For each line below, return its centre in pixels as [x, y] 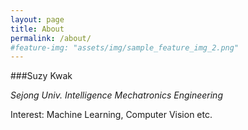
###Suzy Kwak [41, 76]
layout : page [37, 19]
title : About [37, 29]
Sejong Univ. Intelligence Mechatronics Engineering [116, 95]
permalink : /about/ [51, 38]
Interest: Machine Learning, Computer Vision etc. [111, 115]
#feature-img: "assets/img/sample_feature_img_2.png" [125, 47]
